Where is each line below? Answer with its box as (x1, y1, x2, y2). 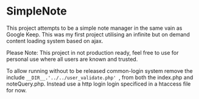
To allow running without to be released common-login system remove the (6, 67, 193, 74)
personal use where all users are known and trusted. (6, 55, 138, 63)
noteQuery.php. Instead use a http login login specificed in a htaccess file (6, 80, 191, 87)
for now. (6, 86, 27, 94)
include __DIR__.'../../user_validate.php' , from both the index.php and (6, 73, 194, 81)
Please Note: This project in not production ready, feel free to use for (6, 49, 179, 56)
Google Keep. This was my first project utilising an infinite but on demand (6, 30, 190, 38)
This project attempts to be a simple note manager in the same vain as (6, 24, 183, 32)
